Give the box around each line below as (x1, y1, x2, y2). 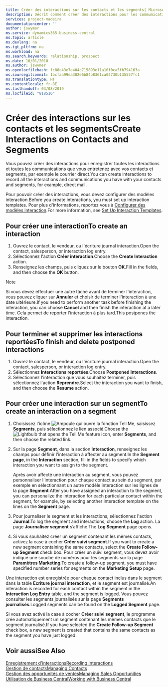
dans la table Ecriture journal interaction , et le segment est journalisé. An (5, 580, 156, 586)
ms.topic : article (5, 35, 44, 40)
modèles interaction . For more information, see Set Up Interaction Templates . (5, 208, 163, 214)
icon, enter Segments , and (101, 431, 157, 437)
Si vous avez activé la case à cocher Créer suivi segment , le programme (5, 611, 156, 617)
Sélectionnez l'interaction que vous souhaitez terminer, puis (12, 374, 136, 380)
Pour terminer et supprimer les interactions (5, 330, 143, 338)
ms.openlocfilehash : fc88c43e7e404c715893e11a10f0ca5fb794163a (5, 68, 140, 73)
